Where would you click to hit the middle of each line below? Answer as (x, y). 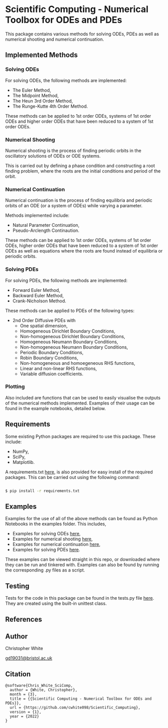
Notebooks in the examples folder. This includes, (56, 524)
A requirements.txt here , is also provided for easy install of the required (79, 472)
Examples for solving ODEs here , (47, 534)
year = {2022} (24, 716)
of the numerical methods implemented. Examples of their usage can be (80, 403)
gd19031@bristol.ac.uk (29, 658)
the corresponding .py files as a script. (45, 570)
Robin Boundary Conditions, (49, 358)
